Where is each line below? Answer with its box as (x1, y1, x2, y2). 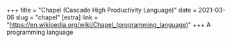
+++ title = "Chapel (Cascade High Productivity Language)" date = (6, 6, 197, 14)
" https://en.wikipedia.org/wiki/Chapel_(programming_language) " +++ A (6, 21, 211, 28)
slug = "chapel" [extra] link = (15, 13, 99, 21)
